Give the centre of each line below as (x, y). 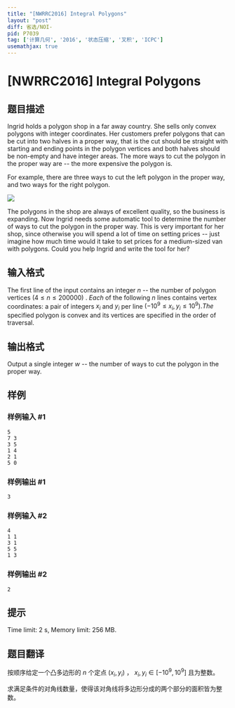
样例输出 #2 (27, 574)
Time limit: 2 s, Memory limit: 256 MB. (62, 630)
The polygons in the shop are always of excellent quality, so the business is (116, 211)
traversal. (21, 323)
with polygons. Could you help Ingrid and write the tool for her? (99, 249)
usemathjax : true (33, 46)
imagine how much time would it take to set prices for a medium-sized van (115, 241)
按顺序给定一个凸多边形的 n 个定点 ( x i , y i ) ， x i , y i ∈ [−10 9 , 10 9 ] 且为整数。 (113, 673)
